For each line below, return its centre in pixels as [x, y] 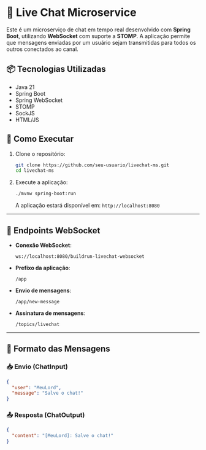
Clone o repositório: [40, 153]
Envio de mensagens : [43, 290]
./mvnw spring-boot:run [46, 194]
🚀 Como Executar [40, 139]
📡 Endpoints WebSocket [53, 231]
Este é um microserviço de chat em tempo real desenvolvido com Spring [99, 29]
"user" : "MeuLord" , [37, 387]
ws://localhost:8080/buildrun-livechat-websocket [80, 257]
